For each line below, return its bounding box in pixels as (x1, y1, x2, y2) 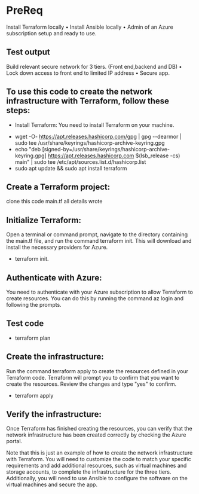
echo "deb (14, 145, 41, 153)
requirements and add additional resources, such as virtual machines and (6, 462, 187, 469)
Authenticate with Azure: (6, 273, 102, 283)
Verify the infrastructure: (6, 409, 102, 419)
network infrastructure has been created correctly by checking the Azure (6, 431, 186, 438)
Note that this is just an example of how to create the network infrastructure (6, 449, 193, 456)
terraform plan (14, 334, 51, 341)
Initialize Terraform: (6, 215, 82, 225)
